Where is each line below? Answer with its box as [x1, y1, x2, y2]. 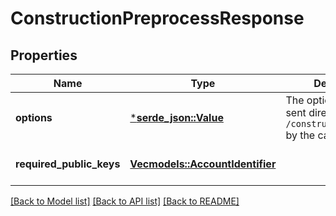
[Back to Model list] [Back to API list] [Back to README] [10, 195, 240, 207]
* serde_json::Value [129, 111, 224, 124]
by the [285, 128, 316, 142]
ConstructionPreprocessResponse [10, 7, 305, 30]
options [15, 111, 53, 124]
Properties [10, 47, 78, 64]
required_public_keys [15, 157, 121, 171]
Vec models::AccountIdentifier [129, 157, 277, 171]
